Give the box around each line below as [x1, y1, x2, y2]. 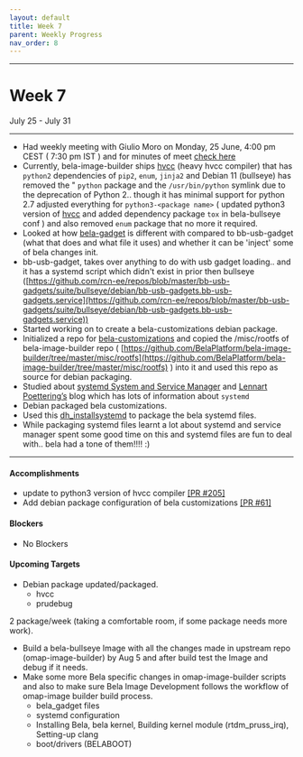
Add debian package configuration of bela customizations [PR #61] [22, 497, 272, 508]
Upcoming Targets [9, 559, 81, 569]
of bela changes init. [22, 247, 99, 258]
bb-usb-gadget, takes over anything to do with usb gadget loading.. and [22, 256, 291, 267]
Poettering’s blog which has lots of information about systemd [22, 391, 250, 402]
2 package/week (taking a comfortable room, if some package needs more [9, 615, 288, 626]
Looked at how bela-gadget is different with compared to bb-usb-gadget [22, 227, 294, 239]
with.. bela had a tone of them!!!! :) [22, 439, 151, 449]
